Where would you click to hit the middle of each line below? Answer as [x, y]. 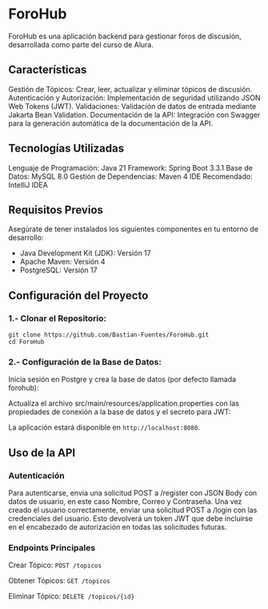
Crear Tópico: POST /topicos [55, 565]
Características [48, 70]
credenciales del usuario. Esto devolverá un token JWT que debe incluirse [131, 518]
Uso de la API [42, 452]
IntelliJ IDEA [28, 184]
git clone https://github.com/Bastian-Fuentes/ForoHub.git [109, 335]
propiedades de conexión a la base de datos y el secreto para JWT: [120, 412]
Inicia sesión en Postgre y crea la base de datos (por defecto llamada [122, 379]
